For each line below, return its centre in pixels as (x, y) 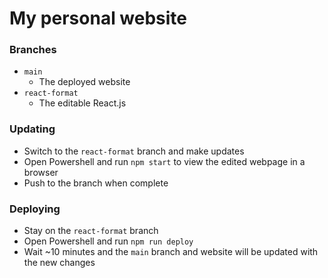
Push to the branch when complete (96, 183)
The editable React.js (82, 103)
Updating (32, 129)
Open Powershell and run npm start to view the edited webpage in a (164, 161)
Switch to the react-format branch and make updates (134, 151)
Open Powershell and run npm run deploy (108, 241)
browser (41, 172)
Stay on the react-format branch (91, 231)
